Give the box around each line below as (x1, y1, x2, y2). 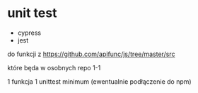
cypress (17, 28, 41, 37)
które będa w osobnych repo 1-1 (7, 63, 101, 72)
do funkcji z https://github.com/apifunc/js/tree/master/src (7, 50, 175, 58)
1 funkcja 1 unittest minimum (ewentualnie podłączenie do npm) (7, 77, 192, 86)
